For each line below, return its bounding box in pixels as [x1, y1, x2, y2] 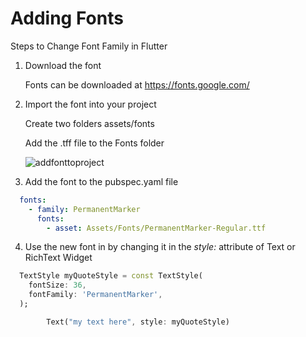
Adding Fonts [10, 7, 124, 30]
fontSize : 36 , [28, 280, 87, 291]
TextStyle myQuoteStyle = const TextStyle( [19, 271, 203, 281]
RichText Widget [24, 252, 93, 264]
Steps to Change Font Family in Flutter [10, 40, 168, 52]
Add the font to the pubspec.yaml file [24, 175, 179, 187]
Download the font [24, 59, 102, 71]
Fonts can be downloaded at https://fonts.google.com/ [24, 78, 250, 91]
